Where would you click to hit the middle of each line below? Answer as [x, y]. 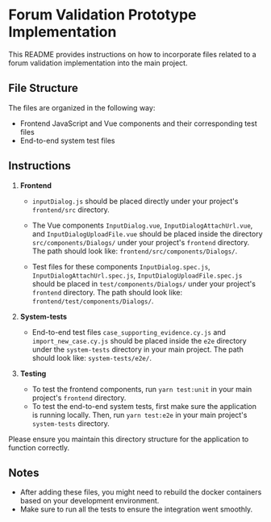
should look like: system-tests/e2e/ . [92, 357]
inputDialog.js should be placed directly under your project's [135, 201]
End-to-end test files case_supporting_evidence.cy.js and [129, 332]
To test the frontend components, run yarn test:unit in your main [142, 389]
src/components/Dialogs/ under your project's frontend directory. [141, 242]
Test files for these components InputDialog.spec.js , [121, 266]
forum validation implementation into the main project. [98, 63]
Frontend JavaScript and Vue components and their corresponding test [139, 123]
